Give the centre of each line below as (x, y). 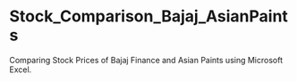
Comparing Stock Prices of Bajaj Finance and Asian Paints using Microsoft (146, 60)
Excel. (21, 70)
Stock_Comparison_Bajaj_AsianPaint (149, 16)
